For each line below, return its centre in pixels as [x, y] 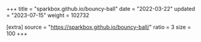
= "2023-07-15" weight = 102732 [48, 15]
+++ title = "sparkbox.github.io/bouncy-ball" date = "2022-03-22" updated [101, 9]
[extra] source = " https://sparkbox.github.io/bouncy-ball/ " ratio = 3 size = [99, 27]
